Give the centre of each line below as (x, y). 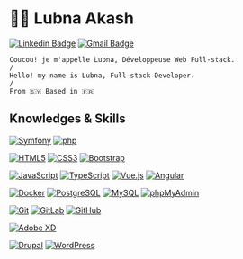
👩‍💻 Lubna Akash (72, 18)
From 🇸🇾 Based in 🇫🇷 (52, 91)
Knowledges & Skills (67, 119)
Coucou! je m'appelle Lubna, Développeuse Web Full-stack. (122, 59)
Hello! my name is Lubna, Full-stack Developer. (102, 76)
